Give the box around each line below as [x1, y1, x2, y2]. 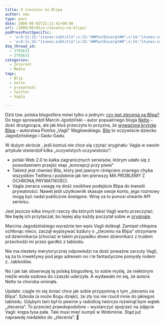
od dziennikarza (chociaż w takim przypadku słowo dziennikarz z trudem [5, 234, 153, 239]
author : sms [5, 12, 29, 17]
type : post [5, 16, 27, 21]
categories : [5, 58, 29, 62]
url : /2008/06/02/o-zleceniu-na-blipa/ [5, 26, 87, 30]
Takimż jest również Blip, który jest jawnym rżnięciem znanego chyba [12, 168, 153, 174]
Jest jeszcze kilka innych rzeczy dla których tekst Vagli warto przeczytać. [5, 208, 154, 214]
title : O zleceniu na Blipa [5, 7, 63, 12]
